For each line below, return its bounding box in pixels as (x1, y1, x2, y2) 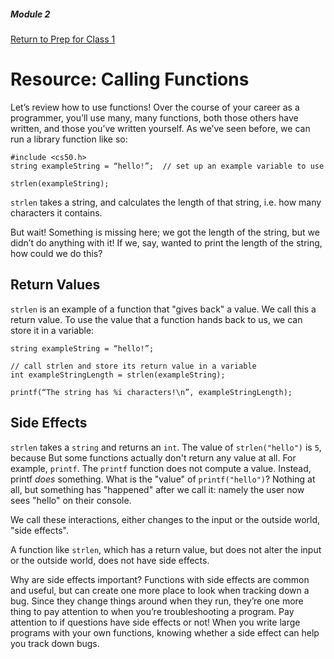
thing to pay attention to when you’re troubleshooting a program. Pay (10, 605, 295, 617)
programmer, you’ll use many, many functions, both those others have (10, 111, 299, 124)
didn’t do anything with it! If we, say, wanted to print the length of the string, (10, 236, 323, 249)
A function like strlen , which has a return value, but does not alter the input (10, 543, 322, 555)
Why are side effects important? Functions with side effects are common (10, 573, 310, 585)
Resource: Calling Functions (10, 68, 250, 91)
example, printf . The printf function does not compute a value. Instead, (10, 462, 312, 474)
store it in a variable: (10, 324, 95, 336)
